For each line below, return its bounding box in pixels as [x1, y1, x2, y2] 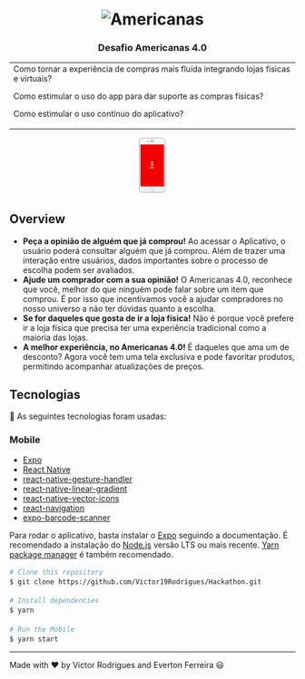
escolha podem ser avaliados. [22, 264, 135, 276]
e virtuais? [13, 73, 53, 84]
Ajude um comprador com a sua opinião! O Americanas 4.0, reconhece [22, 274, 293, 285]
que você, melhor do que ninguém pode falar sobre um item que [22, 284, 264, 295]
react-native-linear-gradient [22, 483, 128, 494]
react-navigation [22, 502, 85, 513]
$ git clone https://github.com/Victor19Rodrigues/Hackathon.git [9, 577, 261, 587]
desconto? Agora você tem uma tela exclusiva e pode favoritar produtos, [22, 351, 295, 362]
